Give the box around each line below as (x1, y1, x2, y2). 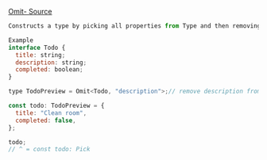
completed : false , (15, 116, 77, 124)
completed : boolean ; (15, 66, 83, 74)
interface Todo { (8, 44, 66, 51)
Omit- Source (8, 7, 52, 16)
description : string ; (15, 59, 87, 67)
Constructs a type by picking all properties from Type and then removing (8, 22, 261, 30)
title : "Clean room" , (15, 109, 87, 117)
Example (8, 36, 34, 44)
